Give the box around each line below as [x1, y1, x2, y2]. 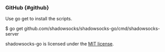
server [5, 31, 19, 37]
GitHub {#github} [5, 4, 50, 11]
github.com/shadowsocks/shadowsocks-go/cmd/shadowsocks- [24, 25, 160, 32]
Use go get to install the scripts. [5, 16, 73, 22]
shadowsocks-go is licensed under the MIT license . [5, 41, 114, 47]
